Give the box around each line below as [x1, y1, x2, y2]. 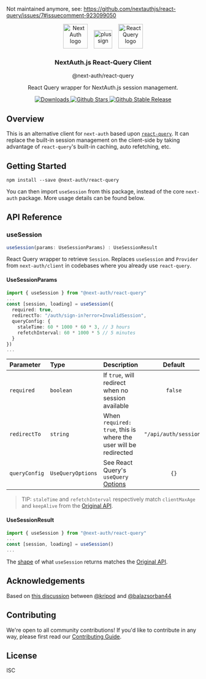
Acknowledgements [6, 576, 85, 586]
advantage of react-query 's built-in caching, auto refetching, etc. [6, 143, 171, 150]
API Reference [6, 212, 63, 223]
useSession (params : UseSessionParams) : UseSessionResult [6, 244, 158, 250]
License [6, 651, 37, 661]
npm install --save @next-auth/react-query [6, 177, 120, 183]
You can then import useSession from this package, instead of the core [6, 187, 185, 195]
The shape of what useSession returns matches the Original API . [6, 558, 168, 565]
